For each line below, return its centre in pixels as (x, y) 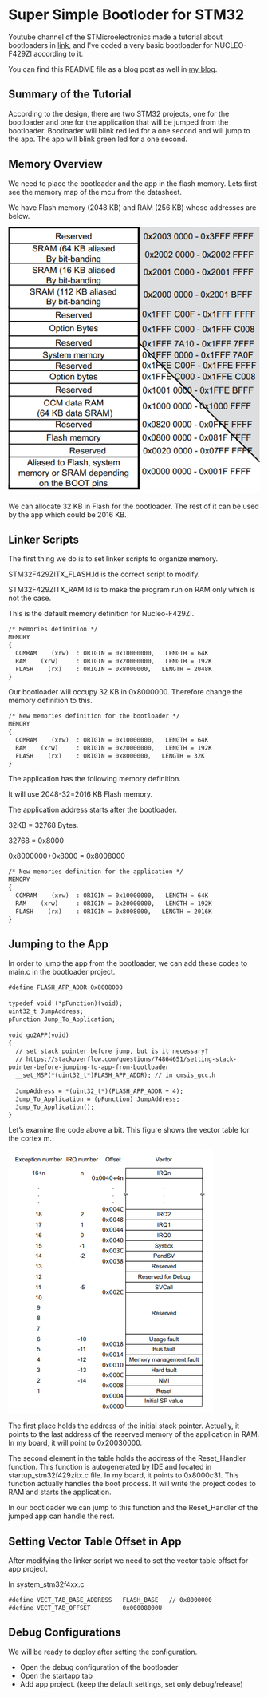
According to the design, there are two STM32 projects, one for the (119, 113)
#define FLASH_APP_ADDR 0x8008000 (66, 987)
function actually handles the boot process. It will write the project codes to (132, 1484)
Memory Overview (55, 164)
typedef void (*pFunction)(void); (66, 1003)
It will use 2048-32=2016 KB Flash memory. (81, 794)
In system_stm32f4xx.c (46, 1584)
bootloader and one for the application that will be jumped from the (118, 122)
